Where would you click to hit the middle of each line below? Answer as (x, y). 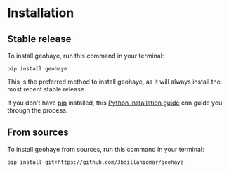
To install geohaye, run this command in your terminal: (86, 56)
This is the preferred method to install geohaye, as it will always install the (114, 82)
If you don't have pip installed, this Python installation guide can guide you (115, 103)
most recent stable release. (47, 89)
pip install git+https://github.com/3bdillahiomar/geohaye (96, 162)
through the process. (38, 110)
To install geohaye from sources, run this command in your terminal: (106, 149)
